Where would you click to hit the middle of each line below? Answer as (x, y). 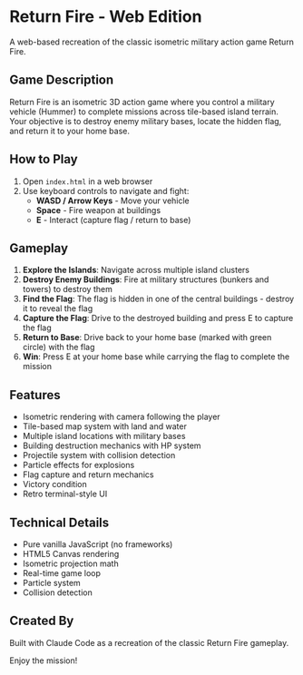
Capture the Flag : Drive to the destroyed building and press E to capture (158, 318)
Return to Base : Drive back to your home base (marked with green (147, 337)
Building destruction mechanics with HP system (112, 445)
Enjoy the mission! (44, 660)
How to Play (44, 159)
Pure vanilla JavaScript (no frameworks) (98, 544)
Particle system (52, 583)
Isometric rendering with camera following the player (121, 417)
